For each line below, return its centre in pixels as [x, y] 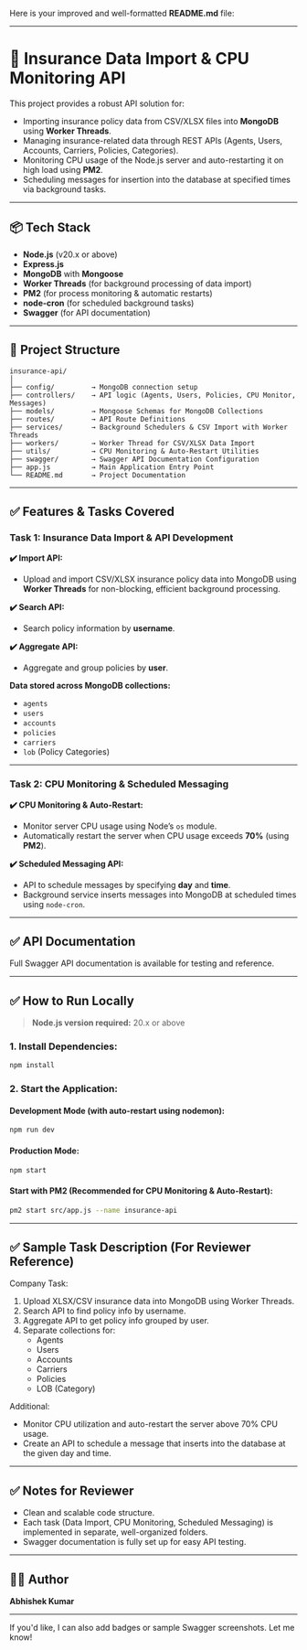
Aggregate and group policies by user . [95, 668]
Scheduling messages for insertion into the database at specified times [156, 179]
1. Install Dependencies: [64, 1046]
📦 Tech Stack [50, 228]
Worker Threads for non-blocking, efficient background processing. [151, 589]
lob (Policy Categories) [66, 752]
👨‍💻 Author [39, 1579]
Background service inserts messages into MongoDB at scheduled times [159, 895]
